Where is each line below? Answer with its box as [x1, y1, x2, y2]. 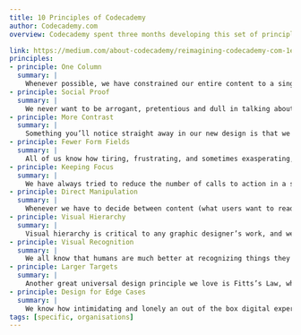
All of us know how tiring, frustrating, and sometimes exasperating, [25, 154, 295, 163]
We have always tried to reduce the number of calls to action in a [25, 179, 287, 188]
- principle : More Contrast [9, 113, 115, 122]
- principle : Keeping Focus [9, 162, 115, 171]
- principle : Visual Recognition [9, 237, 134, 246]
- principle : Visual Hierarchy [9, 212, 126, 221]
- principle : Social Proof [9, 87, 110, 97]
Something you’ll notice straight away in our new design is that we [25, 129, 291, 139]
